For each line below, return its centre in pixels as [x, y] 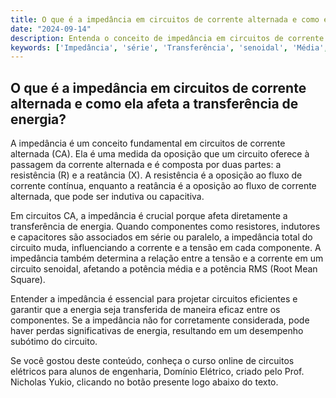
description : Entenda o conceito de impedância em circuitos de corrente [167, 38]
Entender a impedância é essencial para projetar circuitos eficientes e [154, 299]
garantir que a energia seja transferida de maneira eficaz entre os [145, 310]
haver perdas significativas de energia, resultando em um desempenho [157, 331]
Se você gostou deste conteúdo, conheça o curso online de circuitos [152, 361]
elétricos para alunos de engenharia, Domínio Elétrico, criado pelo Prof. [157, 372]
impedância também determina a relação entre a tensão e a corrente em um [167, 258]
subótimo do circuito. [54, 342]
